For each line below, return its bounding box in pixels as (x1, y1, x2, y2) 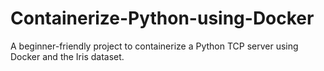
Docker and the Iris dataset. (10, 50, 125, 62)
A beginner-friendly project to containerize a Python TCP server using (10, 40, 299, 52)
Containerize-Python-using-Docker (10, 7, 315, 30)
